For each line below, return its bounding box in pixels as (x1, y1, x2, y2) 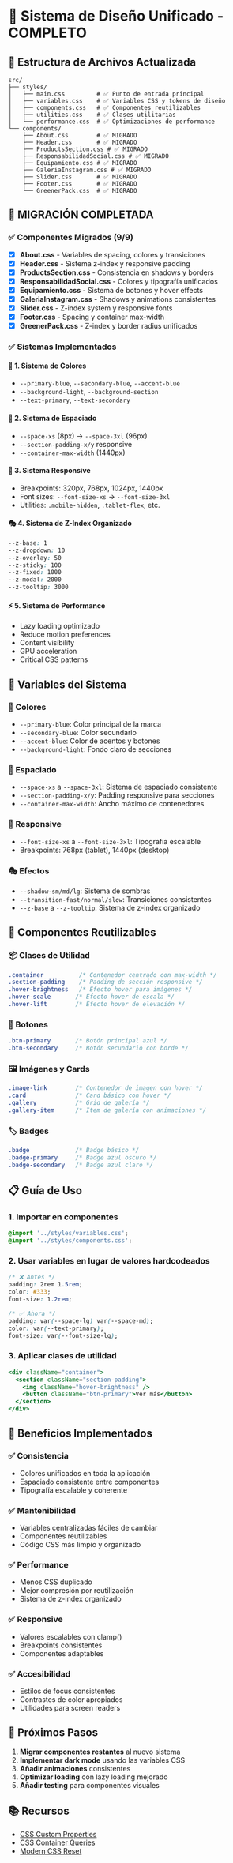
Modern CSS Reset (19, 1846, 82, 1855)
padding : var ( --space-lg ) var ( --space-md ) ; (8, 1316, 154, 1325)
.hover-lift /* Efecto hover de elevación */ (8, 1001, 186, 1008)
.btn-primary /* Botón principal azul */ (8, 1037, 168, 1045)
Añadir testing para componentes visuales (19, 1780, 160, 1790)
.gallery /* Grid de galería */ (8, 1099, 150, 1107)
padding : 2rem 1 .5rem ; (8, 1281, 83, 1289)
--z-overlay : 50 (8, 554, 62, 562)
